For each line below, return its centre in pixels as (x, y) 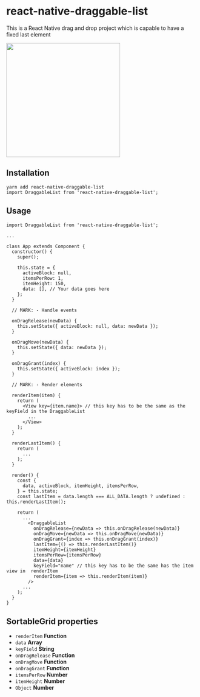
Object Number (35, 688)
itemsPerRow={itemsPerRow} (67, 555)
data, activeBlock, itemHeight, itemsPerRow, (81, 486)
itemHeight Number (40, 681)
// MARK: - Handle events (45, 310)
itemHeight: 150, (44, 283)
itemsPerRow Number (41, 675)
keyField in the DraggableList (46, 411)
